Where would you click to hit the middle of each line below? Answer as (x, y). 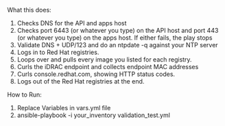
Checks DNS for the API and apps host (72, 23)
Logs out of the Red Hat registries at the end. (81, 81)
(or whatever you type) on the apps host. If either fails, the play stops (115, 38)
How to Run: (25, 94)
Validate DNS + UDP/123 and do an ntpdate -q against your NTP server (117, 45)
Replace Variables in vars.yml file (64, 108)
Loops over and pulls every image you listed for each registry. (104, 60)
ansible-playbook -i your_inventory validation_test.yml (93, 115)
